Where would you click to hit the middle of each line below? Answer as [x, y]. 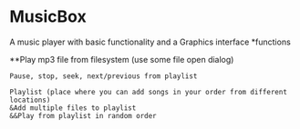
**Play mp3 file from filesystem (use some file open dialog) [122, 59]
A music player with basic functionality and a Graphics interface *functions [150, 42]
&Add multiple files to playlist [73, 108]
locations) [30, 100]
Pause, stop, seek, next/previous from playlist [103, 76]
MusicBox [48, 17]
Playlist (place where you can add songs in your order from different [148, 92]
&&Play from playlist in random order [83, 115]
